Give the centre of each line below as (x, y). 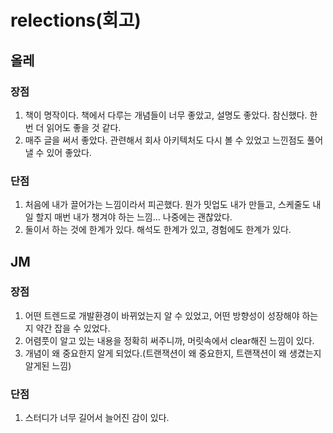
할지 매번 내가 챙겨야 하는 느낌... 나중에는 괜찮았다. (134, 217)
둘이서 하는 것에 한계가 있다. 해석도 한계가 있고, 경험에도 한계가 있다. (158, 230)
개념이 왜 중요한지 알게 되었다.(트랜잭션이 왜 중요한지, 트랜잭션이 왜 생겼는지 (173, 353)
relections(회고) (76, 20)
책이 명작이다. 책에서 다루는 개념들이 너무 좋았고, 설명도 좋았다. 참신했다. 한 (171, 115)
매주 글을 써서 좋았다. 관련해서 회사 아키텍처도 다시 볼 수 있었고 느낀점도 (164, 140)
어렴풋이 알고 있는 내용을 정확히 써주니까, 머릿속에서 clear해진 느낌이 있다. (169, 340)
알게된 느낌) (48, 365)
